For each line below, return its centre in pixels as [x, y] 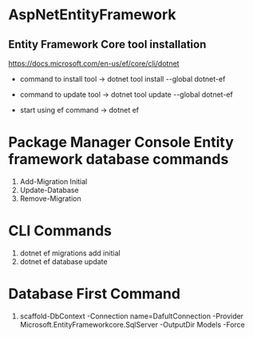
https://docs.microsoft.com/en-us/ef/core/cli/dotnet [94, 63]
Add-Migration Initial [53, 181]
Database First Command [95, 294]
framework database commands [119, 160]
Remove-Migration [50, 199]
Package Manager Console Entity [121, 142]
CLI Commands [60, 231]
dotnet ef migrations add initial [70, 253]
